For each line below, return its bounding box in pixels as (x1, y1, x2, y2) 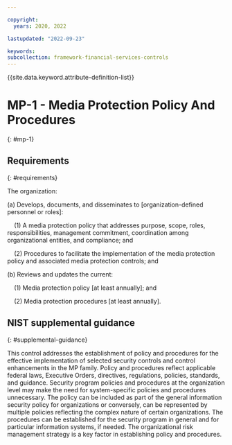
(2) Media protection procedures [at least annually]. (13, 297, 161, 305)
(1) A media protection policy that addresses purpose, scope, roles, (13, 221, 206, 229)
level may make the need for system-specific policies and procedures (7, 385, 206, 394)
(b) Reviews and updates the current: (7, 270, 113, 278)
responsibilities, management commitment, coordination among (7, 228, 189, 236)
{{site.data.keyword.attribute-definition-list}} (7, 73, 135, 82)
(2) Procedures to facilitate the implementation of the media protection (13, 249, 215, 257)
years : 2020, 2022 (13, 22, 67, 30)
